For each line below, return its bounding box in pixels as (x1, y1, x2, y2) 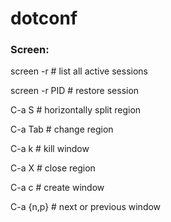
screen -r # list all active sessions (10, 65, 148, 77)
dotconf (10, 7, 78, 30)
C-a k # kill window (10, 143, 90, 155)
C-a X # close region (10, 162, 96, 174)
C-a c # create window (10, 182, 105, 194)
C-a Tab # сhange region (10, 123, 114, 136)
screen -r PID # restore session (10, 85, 140, 97)
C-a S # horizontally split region (10, 104, 142, 116)
